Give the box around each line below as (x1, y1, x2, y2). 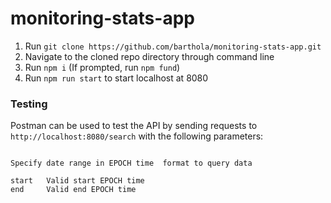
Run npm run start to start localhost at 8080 (24, 72, 209, 84)
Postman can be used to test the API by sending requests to (10, 120, 258, 132)
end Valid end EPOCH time (10, 185, 137, 195)
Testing (10, 97, 48, 111)
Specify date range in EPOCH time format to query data (10, 158, 253, 169)
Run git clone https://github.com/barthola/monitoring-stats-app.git (24, 40, 322, 52)
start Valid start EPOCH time (10, 176, 145, 186)
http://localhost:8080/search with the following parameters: (10, 130, 264, 142)
